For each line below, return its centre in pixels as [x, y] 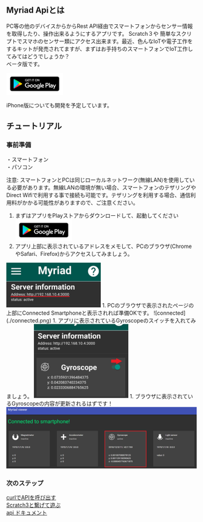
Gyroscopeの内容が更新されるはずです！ [62, 404]
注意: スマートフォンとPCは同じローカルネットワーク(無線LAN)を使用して [98, 179]
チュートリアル [34, 126]
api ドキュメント [27, 513]
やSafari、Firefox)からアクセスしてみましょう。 [74, 253]
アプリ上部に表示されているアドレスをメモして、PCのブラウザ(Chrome [103, 246]
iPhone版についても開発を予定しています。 [60, 105]
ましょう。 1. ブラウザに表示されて [97, 396]
